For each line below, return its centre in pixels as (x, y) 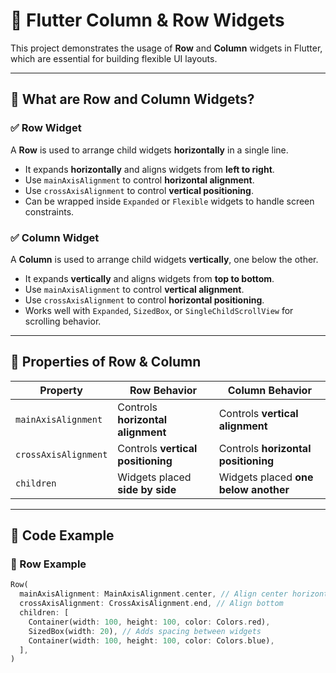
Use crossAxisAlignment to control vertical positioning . (139, 190)
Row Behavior (163, 390)
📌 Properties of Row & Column (106, 362)
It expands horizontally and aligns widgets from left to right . (149, 169)
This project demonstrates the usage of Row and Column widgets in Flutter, (166, 48)
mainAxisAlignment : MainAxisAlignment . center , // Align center (153, 594)
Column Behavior (269, 390)
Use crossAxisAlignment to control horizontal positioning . (144, 300)
